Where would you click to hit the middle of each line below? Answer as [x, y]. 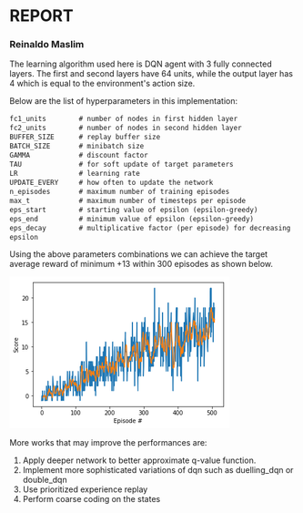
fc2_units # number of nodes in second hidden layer [126, 128]
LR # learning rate [75, 174]
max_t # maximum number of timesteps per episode [128, 201]
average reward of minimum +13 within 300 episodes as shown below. [141, 264]
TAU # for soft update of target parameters [121, 165]
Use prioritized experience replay [85, 489]
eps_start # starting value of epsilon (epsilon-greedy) [134, 210]
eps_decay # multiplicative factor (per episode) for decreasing [150, 229]
